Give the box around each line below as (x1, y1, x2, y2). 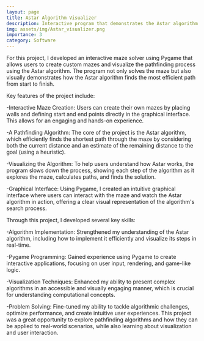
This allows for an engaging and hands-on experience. (6, 117, 144, 124)
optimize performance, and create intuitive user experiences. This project (6, 310, 191, 317)
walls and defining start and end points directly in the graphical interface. (6, 111, 191, 118)
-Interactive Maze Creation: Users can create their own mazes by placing (6, 104, 191, 111)
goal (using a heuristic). (6, 148, 66, 156)
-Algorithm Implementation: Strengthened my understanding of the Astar (6, 228, 189, 236)
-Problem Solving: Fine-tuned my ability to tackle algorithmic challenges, (6, 303, 189, 310)
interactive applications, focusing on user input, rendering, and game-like (6, 260, 191, 267)
